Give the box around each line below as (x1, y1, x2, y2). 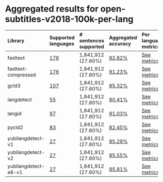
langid (7, 110, 22, 117)
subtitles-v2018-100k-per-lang (5, 14, 134, 25)
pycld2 (7, 124, 23, 131)
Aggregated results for (5, 3, 98, 15)
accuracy (109, 40, 131, 47)
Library (7, 37, 25, 44)
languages (49, 40, 75, 47)
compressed (7, 71, 36, 78)
